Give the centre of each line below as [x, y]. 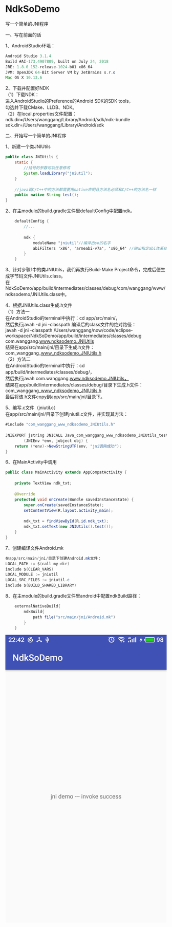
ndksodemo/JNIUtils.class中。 [37, 294]
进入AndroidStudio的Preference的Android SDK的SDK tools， [69, 101]
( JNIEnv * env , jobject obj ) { [56, 441]
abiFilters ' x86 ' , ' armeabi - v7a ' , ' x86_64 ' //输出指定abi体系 [98, 248]
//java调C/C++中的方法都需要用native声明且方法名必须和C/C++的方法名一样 [85, 190]
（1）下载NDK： [22, 95]
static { [24, 162]
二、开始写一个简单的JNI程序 [36, 136]
